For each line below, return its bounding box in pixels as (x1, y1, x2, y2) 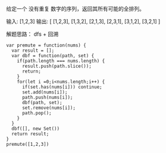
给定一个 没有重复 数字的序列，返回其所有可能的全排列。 (6, 5, 145, 12)
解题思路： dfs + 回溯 (6, 30, 58, 38)
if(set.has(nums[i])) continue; (21, 84, 102, 90)
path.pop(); (21, 110, 52, 116)
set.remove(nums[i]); (21, 105, 76, 111)
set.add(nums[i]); (21, 89, 68, 95)
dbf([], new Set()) (11, 126, 60, 132)
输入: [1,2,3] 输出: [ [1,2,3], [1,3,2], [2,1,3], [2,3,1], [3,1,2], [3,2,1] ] (6, 18, 161, 25)
